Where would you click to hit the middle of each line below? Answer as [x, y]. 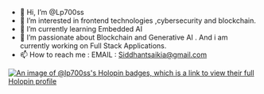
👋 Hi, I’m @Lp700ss [52, 12]
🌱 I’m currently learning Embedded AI [81, 29]
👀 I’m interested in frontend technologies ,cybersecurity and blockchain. [138, 21]
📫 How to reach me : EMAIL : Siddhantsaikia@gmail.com [113, 55]
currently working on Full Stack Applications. [93, 46]
